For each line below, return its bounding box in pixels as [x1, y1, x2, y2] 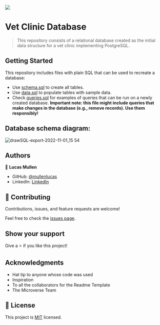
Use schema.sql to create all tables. [12, 84, 84, 90]
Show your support [5, 229, 65, 238]
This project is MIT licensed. [5, 314, 62, 320]
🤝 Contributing [5, 193, 51, 201]
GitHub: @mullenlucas [12, 173, 57, 180]
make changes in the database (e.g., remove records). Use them [12, 105, 145, 111]
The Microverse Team [12, 287, 57, 293]
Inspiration [12, 277, 34, 283]
